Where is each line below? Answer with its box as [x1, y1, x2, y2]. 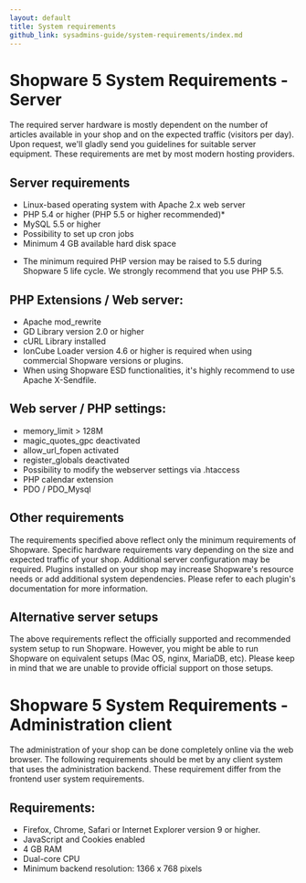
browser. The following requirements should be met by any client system [9, 754, 283, 765]
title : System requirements [9, 22, 117, 31]
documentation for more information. [9, 582, 149, 594]
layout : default [9, 13, 71, 23]
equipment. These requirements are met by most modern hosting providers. [9, 148, 295, 160]
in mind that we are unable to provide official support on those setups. [9, 663, 274, 674]
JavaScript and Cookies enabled [22, 834, 146, 846]
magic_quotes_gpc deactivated [22, 435, 141, 446]
